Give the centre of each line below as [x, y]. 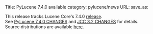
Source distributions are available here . [45, 27]
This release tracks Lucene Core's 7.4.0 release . [54, 16]
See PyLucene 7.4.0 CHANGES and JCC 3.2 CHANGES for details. [72, 22]
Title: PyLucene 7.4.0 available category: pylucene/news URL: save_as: [77, 7]
